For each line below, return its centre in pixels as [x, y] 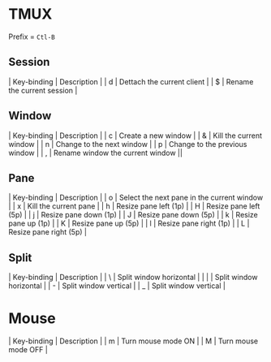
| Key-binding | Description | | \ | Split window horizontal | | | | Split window [133, 278]
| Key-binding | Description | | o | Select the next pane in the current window [136, 198]
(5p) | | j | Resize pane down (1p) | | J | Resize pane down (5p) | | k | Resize [133, 215]
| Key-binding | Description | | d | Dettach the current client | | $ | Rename [131, 81]
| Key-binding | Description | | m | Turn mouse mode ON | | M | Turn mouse [133, 341]
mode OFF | [28, 350]
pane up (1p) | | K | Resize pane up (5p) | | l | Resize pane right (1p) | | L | [129, 223]
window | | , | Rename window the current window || [95, 153]
